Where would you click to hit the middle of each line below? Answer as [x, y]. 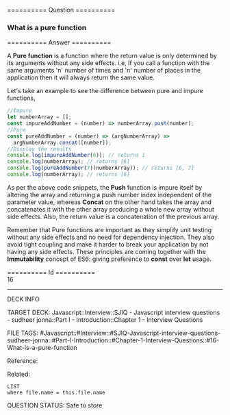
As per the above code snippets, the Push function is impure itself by [105, 187]
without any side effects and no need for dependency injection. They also [111, 237]
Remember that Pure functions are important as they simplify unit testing [110, 229]
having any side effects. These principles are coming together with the [107, 251]
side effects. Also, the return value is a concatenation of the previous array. [113, 216]
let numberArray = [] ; [39, 117]
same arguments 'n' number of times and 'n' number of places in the [104, 71]
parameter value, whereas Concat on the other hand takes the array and [110, 202]
